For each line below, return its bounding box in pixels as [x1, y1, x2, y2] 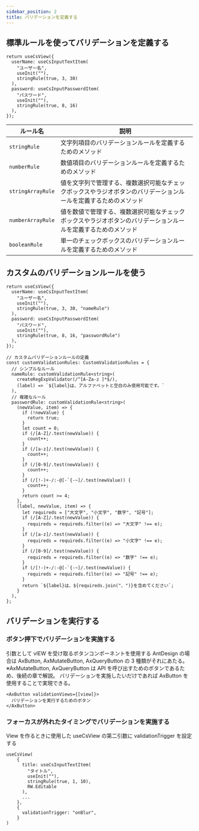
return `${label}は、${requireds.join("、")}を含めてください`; [21, 583, 174, 589]
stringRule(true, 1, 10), [27, 779, 92, 785]
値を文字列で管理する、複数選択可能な [60, 179, 168, 187]
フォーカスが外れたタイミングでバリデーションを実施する [6, 718, 170, 726]
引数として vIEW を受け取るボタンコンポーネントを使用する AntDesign [6, 649, 178, 656]
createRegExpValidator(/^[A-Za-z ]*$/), [17, 376, 118, 383]
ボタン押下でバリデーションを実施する [6, 635, 115, 643]
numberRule [9, 164, 40, 170]
